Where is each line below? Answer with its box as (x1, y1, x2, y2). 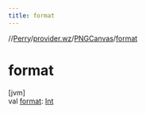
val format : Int (8, 96, 54, 106)
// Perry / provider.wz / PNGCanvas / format (8, 33, 138, 43)
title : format (8, 11, 56, 20)
